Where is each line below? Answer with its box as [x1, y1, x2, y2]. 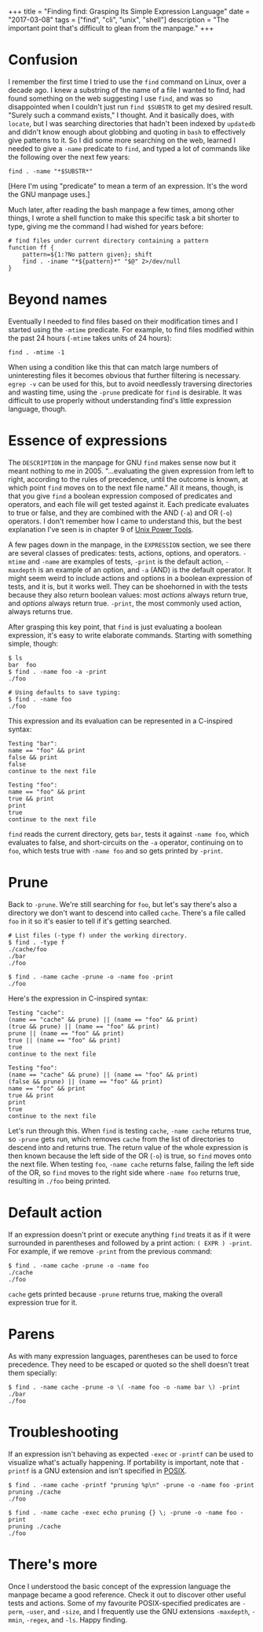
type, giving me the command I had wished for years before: [8, 221, 204, 231]
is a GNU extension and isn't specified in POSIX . [31, 1466, 187, 1475]
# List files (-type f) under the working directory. [8, 931, 188, 939]
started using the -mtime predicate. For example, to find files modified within [8, 324, 254, 334]
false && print [8, 753, 58, 761]
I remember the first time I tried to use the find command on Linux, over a [8, 76, 247, 86]
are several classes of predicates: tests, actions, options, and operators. [8, 548, 242, 557]
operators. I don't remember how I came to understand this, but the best [8, 516, 242, 526]
